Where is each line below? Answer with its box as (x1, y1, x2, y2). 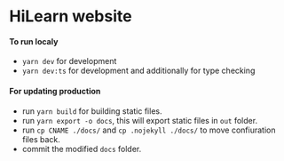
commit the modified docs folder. (21, 143, 142, 154)
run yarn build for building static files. (21, 105, 162, 117)
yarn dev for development (21, 56, 117, 67)
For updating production (9, 85, 101, 96)
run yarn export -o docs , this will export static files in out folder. (21, 115, 258, 125)
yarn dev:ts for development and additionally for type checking (21, 65, 256, 76)
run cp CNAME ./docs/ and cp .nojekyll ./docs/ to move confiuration (21, 125, 276, 135)
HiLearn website (9, 6, 132, 27)
